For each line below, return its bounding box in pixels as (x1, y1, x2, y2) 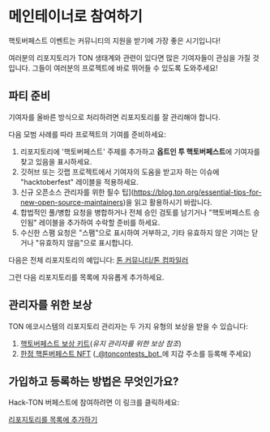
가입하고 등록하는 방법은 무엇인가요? (8, 374, 179, 388)
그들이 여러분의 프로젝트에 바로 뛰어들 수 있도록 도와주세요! (32, 62, 219, 73)
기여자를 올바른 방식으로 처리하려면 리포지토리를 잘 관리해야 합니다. (8, 112, 221, 122)
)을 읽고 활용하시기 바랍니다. (122, 197, 212, 207)
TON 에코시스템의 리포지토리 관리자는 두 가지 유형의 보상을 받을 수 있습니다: (8, 321, 249, 331)
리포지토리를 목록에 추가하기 (8, 415, 98, 425)
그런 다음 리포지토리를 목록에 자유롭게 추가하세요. (8, 272, 165, 282)
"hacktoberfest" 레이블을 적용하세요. (19, 177, 139, 186)
